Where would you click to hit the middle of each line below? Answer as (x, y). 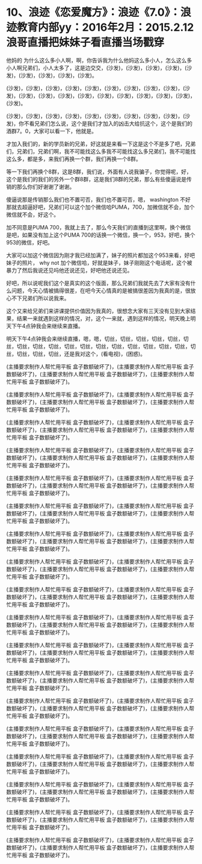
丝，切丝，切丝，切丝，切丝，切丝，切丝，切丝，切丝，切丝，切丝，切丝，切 (101, 346)
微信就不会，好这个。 (32, 214)
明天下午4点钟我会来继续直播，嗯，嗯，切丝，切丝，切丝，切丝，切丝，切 (98, 338)
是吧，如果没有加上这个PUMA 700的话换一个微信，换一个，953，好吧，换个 (101, 235)
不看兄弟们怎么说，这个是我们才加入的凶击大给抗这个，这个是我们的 (108, 123)
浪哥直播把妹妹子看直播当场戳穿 (85, 42)
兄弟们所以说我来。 (46, 298)
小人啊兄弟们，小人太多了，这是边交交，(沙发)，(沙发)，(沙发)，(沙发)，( (96, 67)
